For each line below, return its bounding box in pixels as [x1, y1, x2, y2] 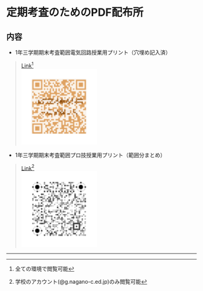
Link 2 [21, 163, 35, 172]
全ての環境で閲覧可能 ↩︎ [14, 265, 74, 273]
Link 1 [21, 61, 34, 69]
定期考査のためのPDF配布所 [6, 5, 144, 19]
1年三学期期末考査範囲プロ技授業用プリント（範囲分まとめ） [14, 151, 166, 158]
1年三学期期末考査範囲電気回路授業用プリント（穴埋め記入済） [14, 49, 171, 56]
